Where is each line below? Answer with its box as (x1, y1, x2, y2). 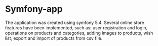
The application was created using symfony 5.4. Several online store (5, 20, 144, 25)
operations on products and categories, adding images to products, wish (5, 30, 153, 36)
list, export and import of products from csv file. (5, 35, 103, 41)
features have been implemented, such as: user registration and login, (5, 24, 148, 30)
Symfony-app (5, 3, 63, 15)
